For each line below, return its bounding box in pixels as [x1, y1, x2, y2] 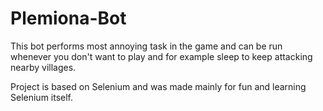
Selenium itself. [10, 91, 74, 103]
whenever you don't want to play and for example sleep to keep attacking [10, 50, 313, 62]
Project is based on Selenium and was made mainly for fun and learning [10, 80, 307, 92]
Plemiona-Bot [10, 7, 127, 30]
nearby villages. [10, 61, 77, 73]
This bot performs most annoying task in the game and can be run [10, 40, 283, 52]
